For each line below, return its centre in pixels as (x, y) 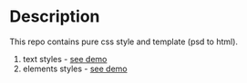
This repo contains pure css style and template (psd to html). (124, 41)
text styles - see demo (65, 59)
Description (55, 17)
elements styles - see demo (75, 69)
